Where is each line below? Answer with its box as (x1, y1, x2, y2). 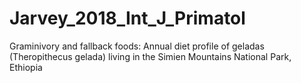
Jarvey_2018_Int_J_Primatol (9, 7, 246, 30)
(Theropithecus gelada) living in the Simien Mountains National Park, (9, 50, 292, 62)
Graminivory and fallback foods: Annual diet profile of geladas (9, 40, 265, 52)
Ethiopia (9, 61, 43, 73)
